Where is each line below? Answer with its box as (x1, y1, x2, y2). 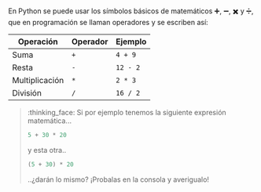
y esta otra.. (27, 145, 67, 154)
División (12, 88, 42, 98)
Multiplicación (12, 75, 64, 85)
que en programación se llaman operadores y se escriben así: (8, 18, 208, 27)
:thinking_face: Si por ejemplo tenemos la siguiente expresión (27, 108, 226, 117)
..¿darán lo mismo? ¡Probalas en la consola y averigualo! (27, 175, 210, 184)
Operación (17, 36, 59, 47)
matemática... (27, 116, 72, 125)
